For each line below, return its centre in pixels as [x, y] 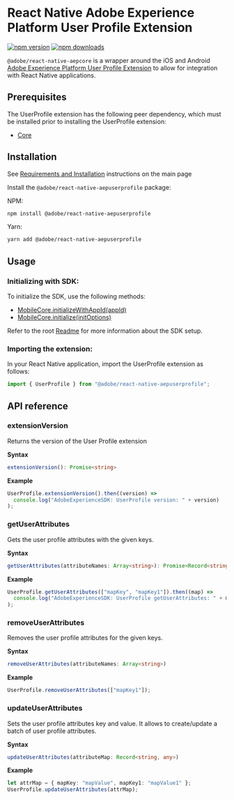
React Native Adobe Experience [101, 13]
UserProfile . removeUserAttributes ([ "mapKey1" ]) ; [79, 690]
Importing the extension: [50, 349]
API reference [38, 406]
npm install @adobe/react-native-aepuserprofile [79, 213]
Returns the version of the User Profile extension [77, 441]
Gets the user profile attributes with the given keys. [81, 539]
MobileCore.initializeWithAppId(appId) [72, 310]
